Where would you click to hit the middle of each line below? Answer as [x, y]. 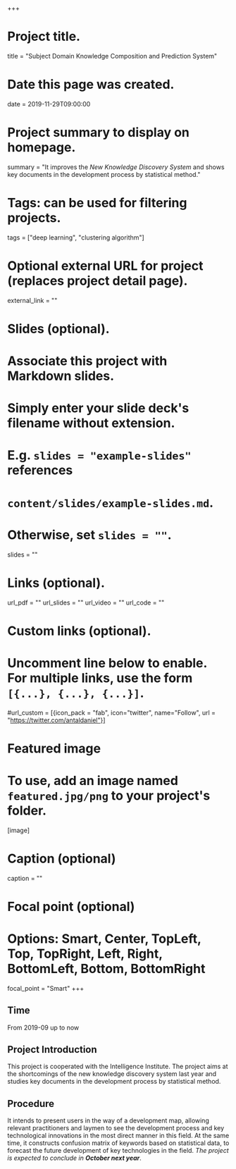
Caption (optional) [62, 859]
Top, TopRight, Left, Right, [85, 954]
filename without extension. [91, 423]
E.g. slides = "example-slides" [99, 456]
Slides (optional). [59, 329]
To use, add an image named [93, 781]
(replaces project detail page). [98, 281]
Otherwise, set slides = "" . [89, 534]
